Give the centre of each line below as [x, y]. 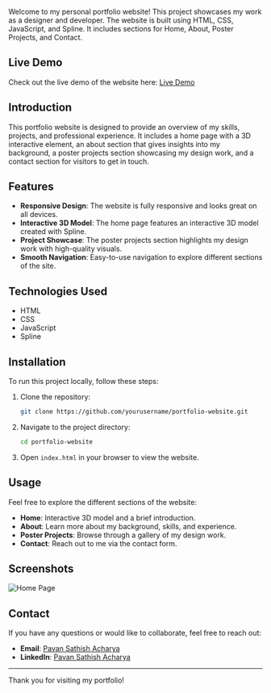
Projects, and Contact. [46, 37]
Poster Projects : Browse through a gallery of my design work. [123, 535]
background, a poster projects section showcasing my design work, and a [131, 152]
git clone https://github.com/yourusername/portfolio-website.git [134, 412]
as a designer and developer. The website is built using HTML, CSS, [121, 20]
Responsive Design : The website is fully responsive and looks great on [138, 206]
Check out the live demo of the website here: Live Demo [102, 82]
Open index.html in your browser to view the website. [109, 457]
